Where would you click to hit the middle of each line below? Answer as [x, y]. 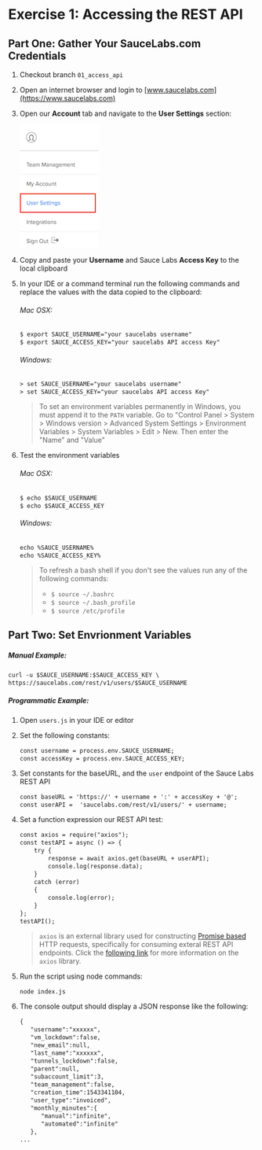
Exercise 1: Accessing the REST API [126, 15]
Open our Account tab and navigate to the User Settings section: [126, 113]
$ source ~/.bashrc [83, 594]
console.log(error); [82, 898]
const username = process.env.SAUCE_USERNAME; [97, 751]
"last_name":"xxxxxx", [67, 1053]
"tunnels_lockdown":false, [75, 1061]
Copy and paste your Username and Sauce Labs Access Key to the [129, 260]
